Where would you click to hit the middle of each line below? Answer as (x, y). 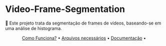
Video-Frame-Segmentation (65, 9)
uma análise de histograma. (34, 28)
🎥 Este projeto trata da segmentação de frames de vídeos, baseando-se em (83, 23)
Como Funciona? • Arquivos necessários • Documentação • (84, 38)
